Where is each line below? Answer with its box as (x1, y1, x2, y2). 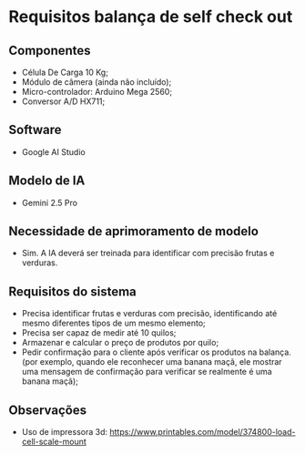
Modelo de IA (8, 173, 86, 189)
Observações (8, 402, 87, 418)
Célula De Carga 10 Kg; (21, 67, 108, 78)
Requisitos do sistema (8, 284, 137, 299)
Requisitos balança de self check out (8, 6, 293, 27)
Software (8, 122, 62, 138)
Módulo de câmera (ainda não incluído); (21, 77, 172, 88)
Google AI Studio (21, 146, 86, 157)
